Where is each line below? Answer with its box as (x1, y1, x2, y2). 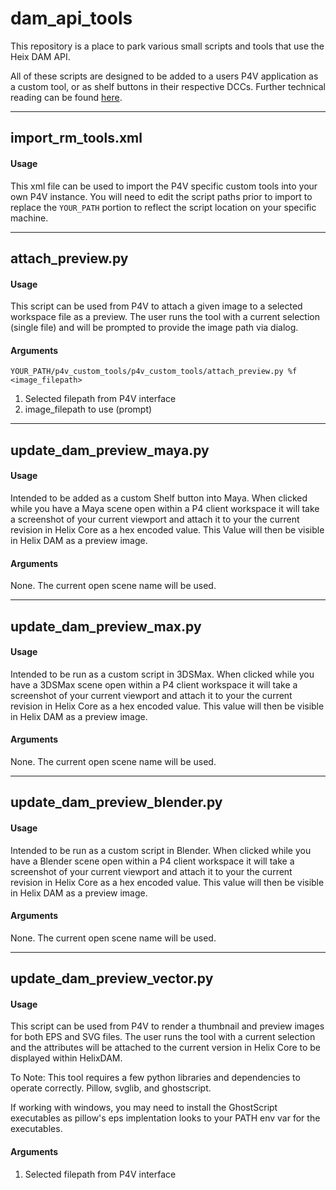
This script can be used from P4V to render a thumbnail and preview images (10, 1020, 325, 1032)
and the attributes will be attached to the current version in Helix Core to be (10, 1042, 322, 1054)
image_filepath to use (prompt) (24, 403, 153, 416)
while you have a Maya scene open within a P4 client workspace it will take (10, 502, 320, 514)
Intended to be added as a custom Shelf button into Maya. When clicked (10, 492, 308, 504)
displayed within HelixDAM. (10, 1052, 123, 1064)
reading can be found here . (10, 91, 123, 103)
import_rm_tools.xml (10, 130, 143, 147)
